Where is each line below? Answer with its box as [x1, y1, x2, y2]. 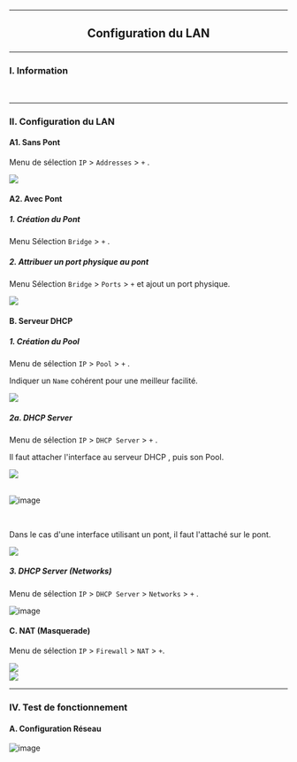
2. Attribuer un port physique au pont [9, 256, 149, 266]
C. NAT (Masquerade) [9, 626, 91, 636]
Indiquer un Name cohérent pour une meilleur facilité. [9, 375, 199, 386]
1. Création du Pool [9, 335, 80, 346]
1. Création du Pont [9, 214, 81, 224]
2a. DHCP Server [9, 412, 72, 423]
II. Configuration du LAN [9, 115, 115, 127]
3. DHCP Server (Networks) [9, 566, 112, 576]
